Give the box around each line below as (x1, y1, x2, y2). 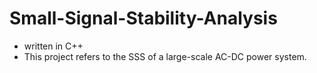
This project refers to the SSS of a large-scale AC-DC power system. (23, 50, 307, 62)
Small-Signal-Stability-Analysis (9, 7, 278, 30)
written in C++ (23, 40, 84, 52)
